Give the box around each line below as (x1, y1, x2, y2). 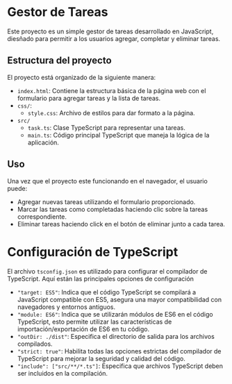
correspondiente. (17, 212, 67, 221)
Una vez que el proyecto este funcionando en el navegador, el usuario (7, 176, 208, 185)
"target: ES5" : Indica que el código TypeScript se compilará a (17, 287, 197, 296)
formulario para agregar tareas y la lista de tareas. (17, 94, 161, 102)
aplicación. (27, 138, 59, 147)
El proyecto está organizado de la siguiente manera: (7, 73, 156, 81)
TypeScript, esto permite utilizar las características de (17, 317, 172, 326)
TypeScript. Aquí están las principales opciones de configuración (7, 274, 194, 283)
